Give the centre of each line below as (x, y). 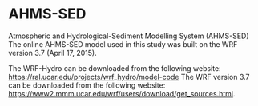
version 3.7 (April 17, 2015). (53, 53)
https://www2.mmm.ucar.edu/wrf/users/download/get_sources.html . (122, 93)
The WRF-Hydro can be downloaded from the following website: (115, 68)
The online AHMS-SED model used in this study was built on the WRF (123, 44)
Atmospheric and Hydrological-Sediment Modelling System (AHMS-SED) (129, 36)
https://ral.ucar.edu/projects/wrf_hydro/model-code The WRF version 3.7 (129, 77)
